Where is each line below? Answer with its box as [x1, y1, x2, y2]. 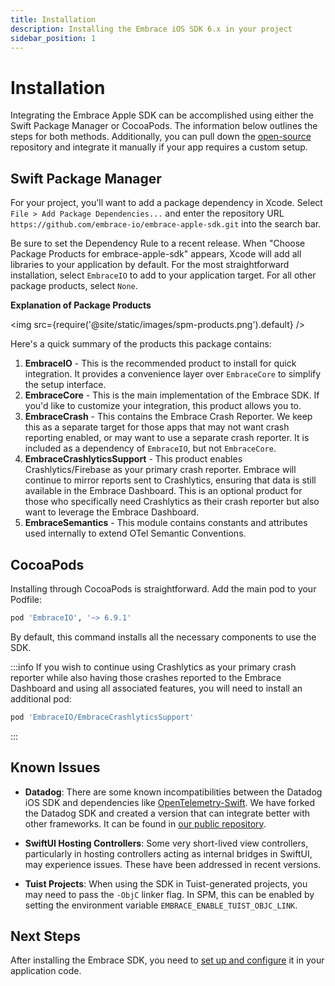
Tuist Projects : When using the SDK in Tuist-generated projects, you [24, 877, 308, 890]
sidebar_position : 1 [10, 33, 97, 43]
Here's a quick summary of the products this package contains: [10, 338, 272, 350]
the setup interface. [24, 379, 107, 391]
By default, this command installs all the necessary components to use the [10, 631, 317, 643]
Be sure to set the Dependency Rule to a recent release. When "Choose [10, 237, 306, 250]
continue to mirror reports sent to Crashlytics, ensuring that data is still [24, 474, 317, 486]
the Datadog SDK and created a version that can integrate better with [24, 807, 311, 819]
